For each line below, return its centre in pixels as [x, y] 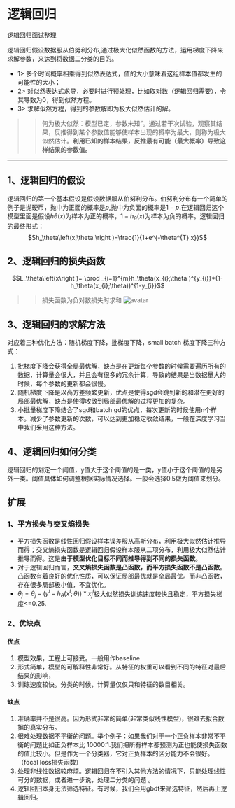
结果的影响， [36, 676]
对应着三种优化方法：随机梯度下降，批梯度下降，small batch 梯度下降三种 [114, 343]
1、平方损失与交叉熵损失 [48, 524]
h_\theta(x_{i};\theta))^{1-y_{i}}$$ [117, 286]
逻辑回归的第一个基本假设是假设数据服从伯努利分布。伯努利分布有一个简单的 [117, 198]
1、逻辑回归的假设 [46, 180]
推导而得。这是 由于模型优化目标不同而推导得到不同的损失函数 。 [109, 558]
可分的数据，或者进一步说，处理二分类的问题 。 [86, 780]
